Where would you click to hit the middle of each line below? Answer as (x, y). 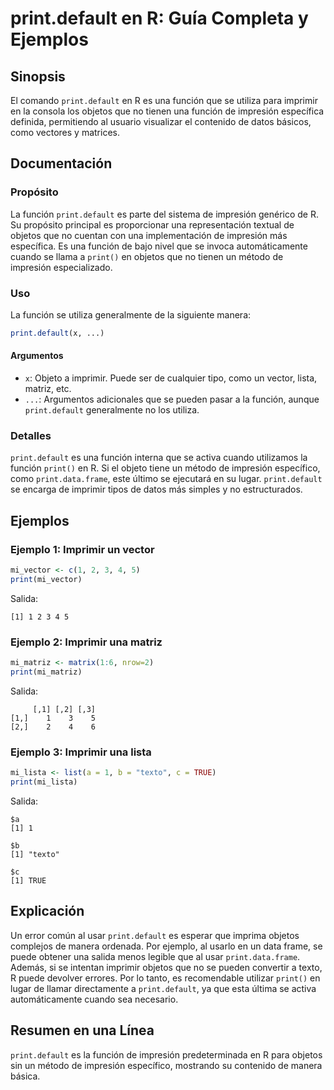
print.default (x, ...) (57, 333)
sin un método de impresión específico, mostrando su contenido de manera (166, 1065)
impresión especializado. (61, 267)
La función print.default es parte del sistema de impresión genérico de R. (164, 214)
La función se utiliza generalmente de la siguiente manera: (131, 314)
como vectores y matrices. (65, 132)
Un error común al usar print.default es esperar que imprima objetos (155, 935)
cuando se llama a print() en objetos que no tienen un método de (147, 256)
